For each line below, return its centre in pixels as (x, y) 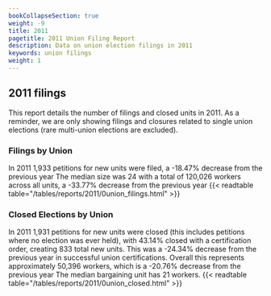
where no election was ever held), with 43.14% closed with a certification (130, 240)
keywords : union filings (50, 53)
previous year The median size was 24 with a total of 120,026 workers (125, 176)
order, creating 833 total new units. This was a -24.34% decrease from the (133, 249)
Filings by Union (41, 150)
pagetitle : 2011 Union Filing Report (72, 38)
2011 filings (38, 93)
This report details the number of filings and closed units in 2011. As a (124, 113)
